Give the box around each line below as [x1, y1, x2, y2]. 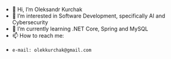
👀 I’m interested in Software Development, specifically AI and [12, 12, 166, 19]
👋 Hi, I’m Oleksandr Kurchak [12, 6, 83, 13]
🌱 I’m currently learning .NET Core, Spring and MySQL [12, 25, 148, 32]
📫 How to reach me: [12, 32, 65, 39]
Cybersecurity [12, 19, 49, 26]
